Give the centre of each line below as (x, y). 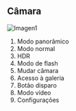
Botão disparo (37, 85)
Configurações (38, 100)
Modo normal (36, 48)
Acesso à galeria (41, 78)
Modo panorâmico (43, 41)
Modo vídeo (34, 92)
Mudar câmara (38, 70)
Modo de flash (37, 63)
